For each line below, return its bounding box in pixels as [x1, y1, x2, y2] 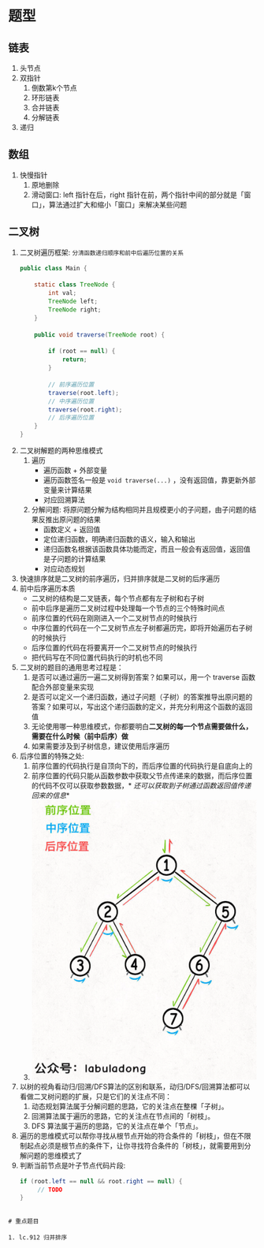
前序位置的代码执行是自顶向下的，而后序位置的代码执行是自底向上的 [31, 762, 253, 770]
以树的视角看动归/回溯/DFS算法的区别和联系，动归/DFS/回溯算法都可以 [19, 1082, 251, 1091]
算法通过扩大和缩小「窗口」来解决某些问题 [48, 199, 188, 209]
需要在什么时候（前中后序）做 [31, 732, 128, 741]
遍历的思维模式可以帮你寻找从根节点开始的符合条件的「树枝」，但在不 [19, 1131, 244, 1140]
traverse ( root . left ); [48, 389, 120, 397]
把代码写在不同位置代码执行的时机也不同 [31, 653, 163, 662]
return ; [61, 356, 87, 363]
